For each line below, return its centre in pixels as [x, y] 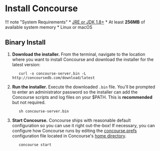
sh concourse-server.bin [44, 111]
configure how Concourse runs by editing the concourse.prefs [74, 131]
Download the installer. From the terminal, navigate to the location [79, 54]
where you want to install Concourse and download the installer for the [83, 59]
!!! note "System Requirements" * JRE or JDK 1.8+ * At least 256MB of [75, 22]
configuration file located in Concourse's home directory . [69, 136]
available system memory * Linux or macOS [49, 27]
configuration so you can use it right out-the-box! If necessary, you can [83, 125]
